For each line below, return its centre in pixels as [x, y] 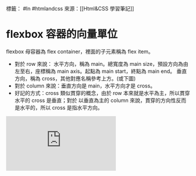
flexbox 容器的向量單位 [62, 34]
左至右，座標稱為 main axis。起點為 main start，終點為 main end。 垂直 [101, 71]
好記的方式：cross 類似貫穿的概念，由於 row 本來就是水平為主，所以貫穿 [102, 93]
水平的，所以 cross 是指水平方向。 [61, 107]
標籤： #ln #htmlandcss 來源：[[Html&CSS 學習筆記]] [70, 8]
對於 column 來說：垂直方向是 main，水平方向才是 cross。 [85, 86]
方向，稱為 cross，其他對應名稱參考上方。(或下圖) [75, 78]
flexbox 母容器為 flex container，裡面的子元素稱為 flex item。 [80, 51]
